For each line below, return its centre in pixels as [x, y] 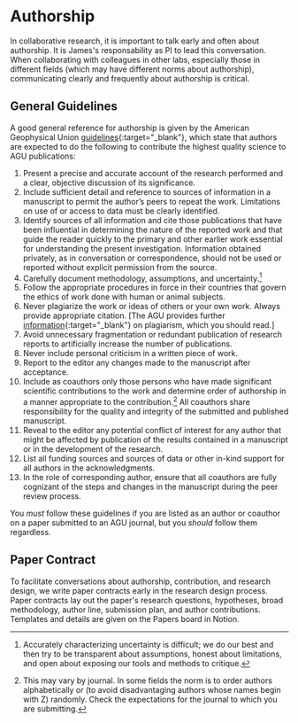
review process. [52, 496]
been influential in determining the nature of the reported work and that [153, 229]
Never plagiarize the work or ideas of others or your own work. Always [152, 307]
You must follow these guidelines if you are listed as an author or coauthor [145, 513]
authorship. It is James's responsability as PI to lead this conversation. [138, 50]
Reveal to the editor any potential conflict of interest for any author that [152, 431]
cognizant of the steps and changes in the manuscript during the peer [150, 487]
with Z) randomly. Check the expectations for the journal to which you [150, 699]
